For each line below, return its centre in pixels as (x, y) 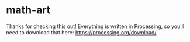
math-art (28, 10)
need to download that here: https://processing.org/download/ (81, 32)
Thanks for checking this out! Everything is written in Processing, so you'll (95, 26)
